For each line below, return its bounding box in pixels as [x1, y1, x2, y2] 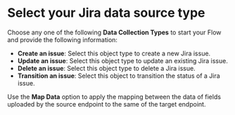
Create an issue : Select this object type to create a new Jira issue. [17, 49, 211, 57]
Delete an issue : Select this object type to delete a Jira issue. [17, 64, 196, 72]
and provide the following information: [7, 35, 118, 43]
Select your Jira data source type [7, 5, 205, 21]
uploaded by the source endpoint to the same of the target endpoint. [7, 100, 206, 108]
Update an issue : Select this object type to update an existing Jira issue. [17, 56, 229, 65]
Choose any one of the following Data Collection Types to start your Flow [7, 28, 222, 36]
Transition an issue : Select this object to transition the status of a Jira [17, 72, 220, 80]
